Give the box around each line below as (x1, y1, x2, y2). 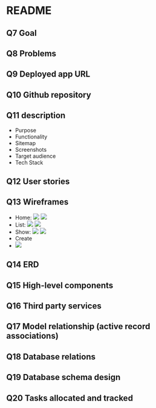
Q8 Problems (6, 48, 56, 58)
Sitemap (15, 139, 36, 146)
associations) (6, 331, 59, 341)
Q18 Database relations (6, 352, 96, 362)
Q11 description (6, 110, 66, 121)
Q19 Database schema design (6, 372, 121, 382)
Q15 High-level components (6, 280, 114, 290)
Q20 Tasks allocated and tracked (6, 393, 133, 403)
